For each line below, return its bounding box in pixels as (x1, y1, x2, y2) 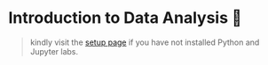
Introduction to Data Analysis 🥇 (8, 8, 242, 28)
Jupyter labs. (29, 46, 79, 56)
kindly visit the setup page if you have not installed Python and (29, 37, 260, 47)
